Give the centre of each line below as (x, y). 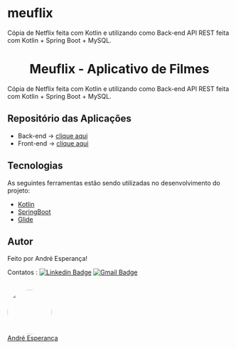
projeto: (19, 190)
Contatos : (22, 272)
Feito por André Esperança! (47, 259)
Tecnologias (35, 166)
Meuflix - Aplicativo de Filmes (119, 69)
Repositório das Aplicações (69, 119)
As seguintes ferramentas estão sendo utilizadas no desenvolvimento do (114, 183)
